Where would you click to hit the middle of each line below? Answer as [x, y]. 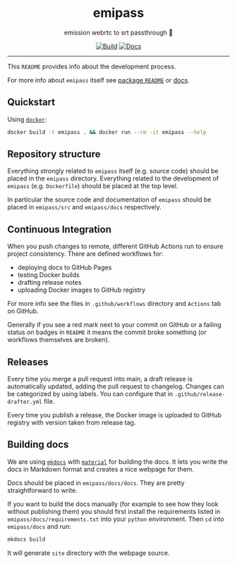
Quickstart [31, 103]
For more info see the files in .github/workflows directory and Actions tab [114, 304]
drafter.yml [25, 402]
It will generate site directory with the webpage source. [89, 553]
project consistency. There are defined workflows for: [85, 254]
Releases [28, 362]
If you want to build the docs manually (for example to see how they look [113, 504]
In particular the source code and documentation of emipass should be [109, 200]
